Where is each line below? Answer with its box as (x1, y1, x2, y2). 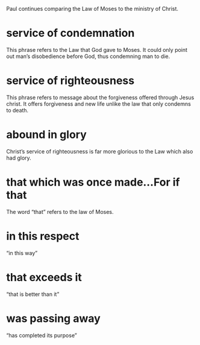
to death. (6, 106, 29, 114)
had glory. (6, 154, 31, 161)
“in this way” (6, 249, 38, 256)
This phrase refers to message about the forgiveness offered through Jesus (6, 94, 195, 101)
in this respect (6, 229, 80, 243)
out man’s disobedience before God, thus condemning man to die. (6, 53, 170, 60)
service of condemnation (6, 27, 135, 40)
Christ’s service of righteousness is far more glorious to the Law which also (6, 147, 193, 155)
